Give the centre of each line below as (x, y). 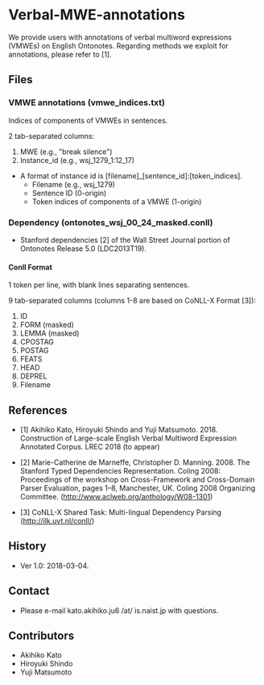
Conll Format (30, 267)
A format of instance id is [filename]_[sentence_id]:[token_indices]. (131, 176)
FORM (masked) (47, 325)
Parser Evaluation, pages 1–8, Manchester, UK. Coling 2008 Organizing (138, 488)
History (27, 546)
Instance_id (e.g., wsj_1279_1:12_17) (77, 160)
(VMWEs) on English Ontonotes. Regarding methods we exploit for (119, 45)
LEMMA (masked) (49, 333)
